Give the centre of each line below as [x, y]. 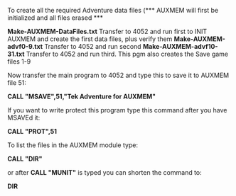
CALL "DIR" [25, 159]
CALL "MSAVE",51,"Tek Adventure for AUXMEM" [82, 96]
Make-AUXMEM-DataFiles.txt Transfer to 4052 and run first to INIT [107, 31]
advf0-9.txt [25, 46]
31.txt [16, 54]
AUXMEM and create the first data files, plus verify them [90, 39]
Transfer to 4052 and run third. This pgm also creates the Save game [127, 54]
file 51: [17, 83]
